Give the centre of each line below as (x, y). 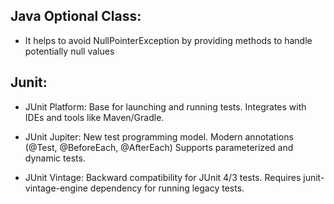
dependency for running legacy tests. (167, 188)
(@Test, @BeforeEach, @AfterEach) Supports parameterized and (159, 147)
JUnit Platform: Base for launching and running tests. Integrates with (165, 106)
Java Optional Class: (76, 16)
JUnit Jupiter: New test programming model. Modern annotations (159, 136)
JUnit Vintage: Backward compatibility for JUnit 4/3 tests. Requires (163, 177)
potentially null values (69, 51)
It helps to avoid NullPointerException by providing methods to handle (168, 40)
